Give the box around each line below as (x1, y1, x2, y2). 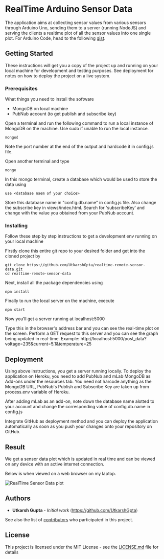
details (5, 549, 19, 555)
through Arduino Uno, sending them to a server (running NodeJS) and (5, 24, 146, 30)
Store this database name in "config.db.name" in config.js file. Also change (5, 200, 157, 206)
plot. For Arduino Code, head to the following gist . (5, 35, 106, 41)
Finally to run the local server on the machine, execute (5, 298, 115, 304)
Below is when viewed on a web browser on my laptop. (5, 470, 117, 476)
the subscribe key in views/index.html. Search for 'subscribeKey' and (5, 205, 145, 211)
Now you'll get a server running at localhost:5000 (5, 316, 105, 322)
